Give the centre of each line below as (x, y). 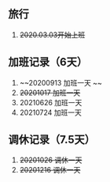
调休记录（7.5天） (52, 140)
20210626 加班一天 (51, 102)
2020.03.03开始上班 (52, 35)
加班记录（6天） (48, 62)
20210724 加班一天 (51, 112)
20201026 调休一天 (51, 160)
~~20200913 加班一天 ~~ (60, 82)
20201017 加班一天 (50, 93)
